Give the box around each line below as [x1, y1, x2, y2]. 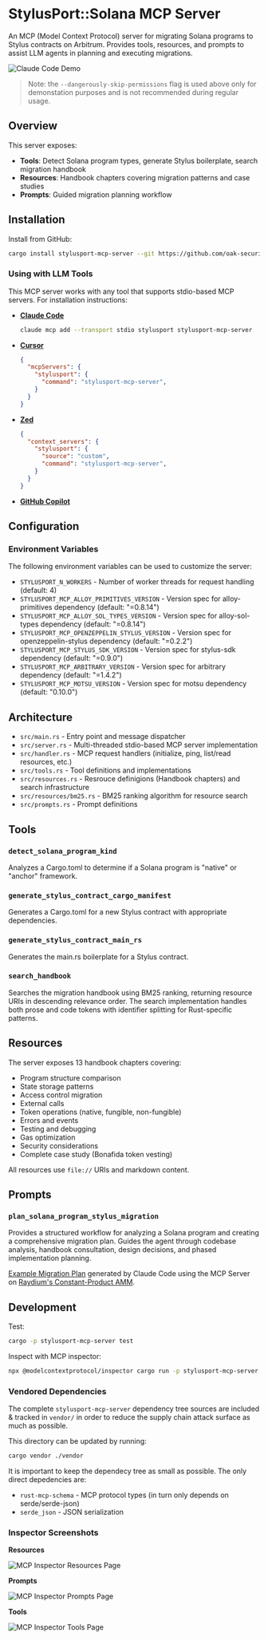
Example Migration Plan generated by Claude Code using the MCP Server [8, 1269, 250, 1278]
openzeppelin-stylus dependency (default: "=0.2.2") [19, 636, 193, 646]
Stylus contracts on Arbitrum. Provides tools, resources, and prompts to [8, 39, 245, 49]
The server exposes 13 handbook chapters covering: [8, 1057, 182, 1067]
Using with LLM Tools [8, 268, 93, 279]
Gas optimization [19, 1132, 76, 1142]
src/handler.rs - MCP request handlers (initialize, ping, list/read [19, 749, 231, 758]
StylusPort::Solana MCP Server [8, 5, 221, 23]
